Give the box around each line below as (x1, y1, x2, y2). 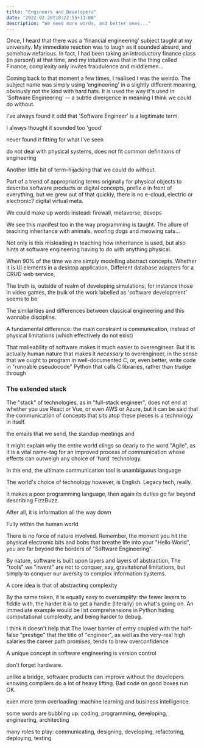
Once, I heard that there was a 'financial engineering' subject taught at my (6, 37, 192, 45)
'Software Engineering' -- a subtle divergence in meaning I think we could (6, 94, 192, 101)
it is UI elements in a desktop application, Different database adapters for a (6, 264, 194, 271)
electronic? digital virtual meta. (6, 198, 84, 205)
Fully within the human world (6, 520, 79, 527)
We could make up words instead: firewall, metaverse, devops (6, 209, 163, 216)
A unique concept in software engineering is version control (6, 649, 157, 657)
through (6, 369, 26, 377)
